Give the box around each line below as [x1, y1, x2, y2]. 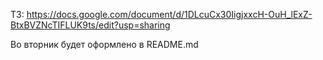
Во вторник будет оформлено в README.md [10, 39, 199, 50]
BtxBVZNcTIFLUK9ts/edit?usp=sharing [10, 19, 171, 31]
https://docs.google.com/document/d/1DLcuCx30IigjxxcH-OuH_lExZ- [26, 9, 313, 20]
